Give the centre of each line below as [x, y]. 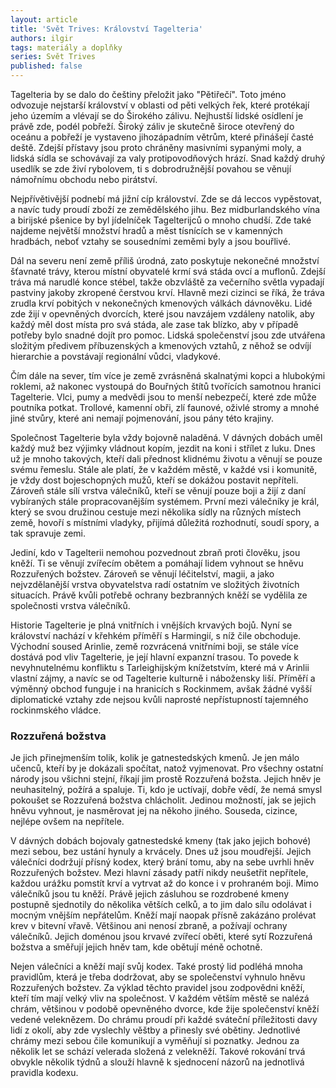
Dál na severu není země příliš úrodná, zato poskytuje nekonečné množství [165, 260]
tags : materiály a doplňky [66, 47]
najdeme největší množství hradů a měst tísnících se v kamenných [146, 230]
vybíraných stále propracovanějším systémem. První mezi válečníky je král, [165, 501]
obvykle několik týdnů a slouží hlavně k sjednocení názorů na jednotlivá [157, 1062]
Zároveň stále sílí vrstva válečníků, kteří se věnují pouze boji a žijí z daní [158, 490]
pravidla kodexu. [44, 1073]
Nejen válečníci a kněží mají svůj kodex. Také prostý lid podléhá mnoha [156, 967]
